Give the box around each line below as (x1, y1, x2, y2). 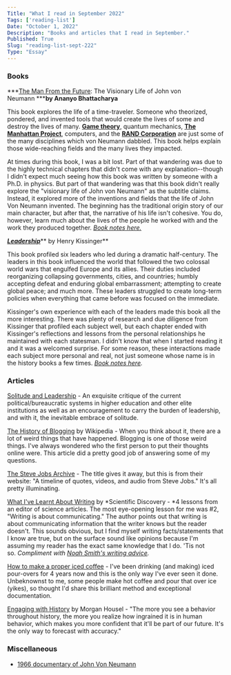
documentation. (7, 592, 52, 600)
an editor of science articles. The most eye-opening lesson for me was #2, (7, 505, 219, 514)
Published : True (7, 36, 54, 43)
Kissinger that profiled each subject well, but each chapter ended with (7, 322, 207, 331)
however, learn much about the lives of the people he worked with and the (7, 216, 219, 225)
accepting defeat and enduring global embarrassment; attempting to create (7, 280, 222, 288)
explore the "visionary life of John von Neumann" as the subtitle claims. (7, 187, 211, 195)
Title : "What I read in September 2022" (7, 10, 125, 17)
